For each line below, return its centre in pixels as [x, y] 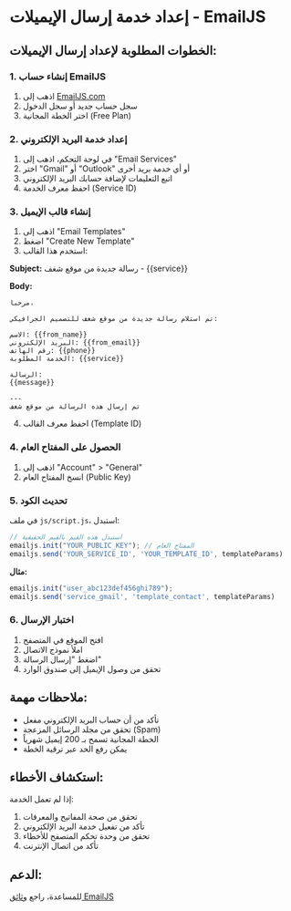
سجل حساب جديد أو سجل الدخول [80, 106]
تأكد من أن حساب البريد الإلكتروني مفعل [91, 719]
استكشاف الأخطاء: [57, 777]
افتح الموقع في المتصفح [63, 639]
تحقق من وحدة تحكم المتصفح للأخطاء [86, 836]
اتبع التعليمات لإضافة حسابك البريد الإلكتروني [98, 179]
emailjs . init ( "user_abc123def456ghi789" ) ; [91, 588]
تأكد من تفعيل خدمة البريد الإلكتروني [83, 826]
